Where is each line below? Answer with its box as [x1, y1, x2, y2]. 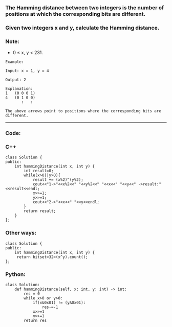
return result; [24, 208, 56, 214]
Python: [5, 270, 26, 277]
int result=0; [24, 168, 54, 174]
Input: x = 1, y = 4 [5, 68, 50, 74]
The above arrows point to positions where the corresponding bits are [5, 109, 161, 114]
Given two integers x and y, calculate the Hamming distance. [5, 24, 160, 31]
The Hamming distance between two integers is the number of [5, 4, 164, 11]
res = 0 [24, 291, 40, 296]
